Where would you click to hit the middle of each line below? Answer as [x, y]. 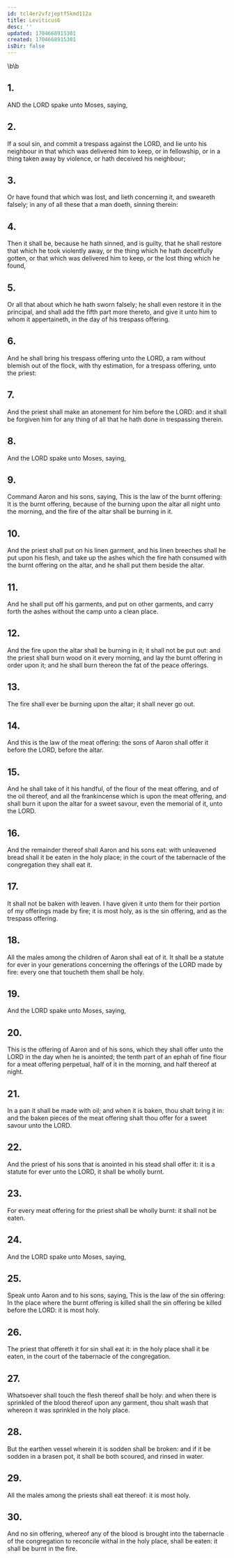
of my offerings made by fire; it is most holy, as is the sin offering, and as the [117, 911]
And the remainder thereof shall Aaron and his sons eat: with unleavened [112, 850]
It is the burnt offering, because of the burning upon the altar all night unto [114, 504]
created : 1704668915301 [42, 40]
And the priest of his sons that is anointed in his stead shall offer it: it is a [111, 1164]
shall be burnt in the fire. [42, 1549]
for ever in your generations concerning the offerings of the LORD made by [115, 964]
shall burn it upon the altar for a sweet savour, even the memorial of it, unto [115, 803]
